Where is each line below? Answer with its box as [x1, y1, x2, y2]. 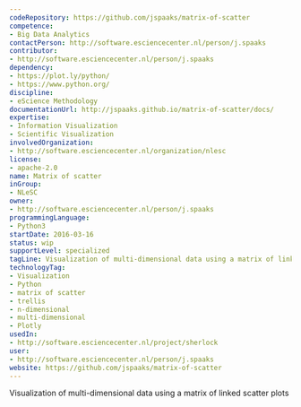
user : [9, 346, 30, 355]
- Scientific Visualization [9, 130, 115, 139]
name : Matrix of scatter [9, 171, 102, 180]
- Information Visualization [9, 122, 118, 131]
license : [9, 154, 42, 164]
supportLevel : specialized [9, 247, 110, 255]
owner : [9, 196, 34, 206]
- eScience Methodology [9, 96, 99, 106]
